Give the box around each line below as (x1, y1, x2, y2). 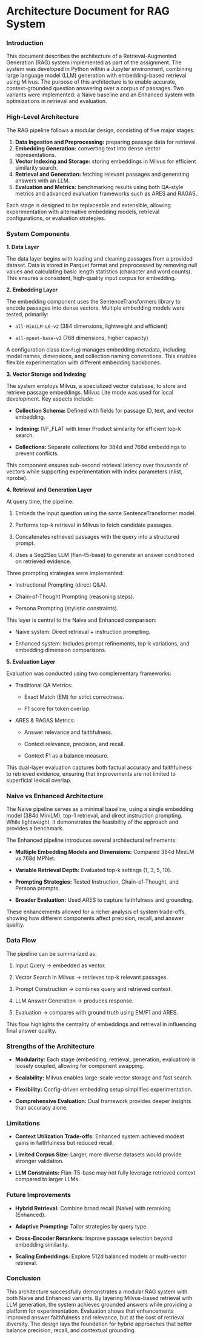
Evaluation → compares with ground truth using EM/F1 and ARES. (15, 1008, 179, 1016)
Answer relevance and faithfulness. (24, 728, 113, 736)
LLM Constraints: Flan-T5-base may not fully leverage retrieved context (15, 1169, 196, 1176)
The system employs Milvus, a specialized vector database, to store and (6, 382, 187, 390)
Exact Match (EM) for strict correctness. (24, 693, 124, 701)
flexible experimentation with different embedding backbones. (6, 359, 162, 366)
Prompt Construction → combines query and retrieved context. (15, 985, 173, 992)
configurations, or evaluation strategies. (6, 214, 106, 222)
